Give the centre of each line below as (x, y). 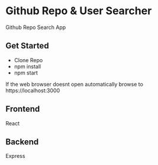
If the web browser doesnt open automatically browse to (74, 84)
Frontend (23, 109)
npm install (28, 66)
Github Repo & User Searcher (79, 11)
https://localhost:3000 (33, 90)
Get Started (27, 46)
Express (15, 156)
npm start (26, 73)
